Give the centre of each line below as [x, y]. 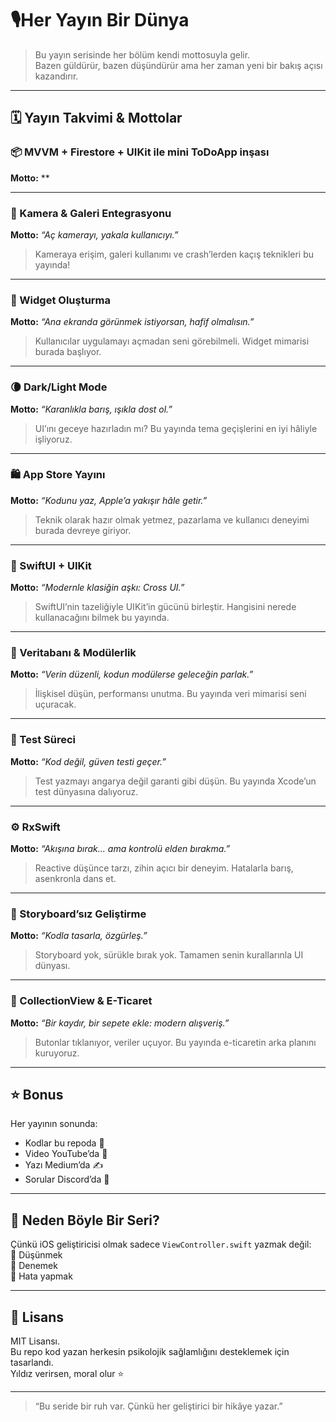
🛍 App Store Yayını [58, 475]
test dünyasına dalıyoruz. [86, 791]
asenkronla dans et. [75, 878]
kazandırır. [56, 76]
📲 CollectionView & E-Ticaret [81, 1001]
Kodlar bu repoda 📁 [64, 1143]
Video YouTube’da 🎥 [66, 1154]
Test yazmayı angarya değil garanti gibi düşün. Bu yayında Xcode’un [175, 781]
